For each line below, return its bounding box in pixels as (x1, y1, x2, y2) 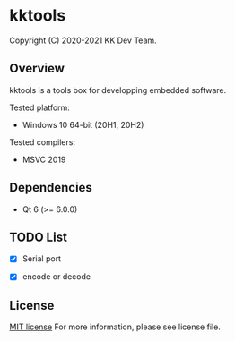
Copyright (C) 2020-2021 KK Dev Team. (9, 35, 157, 46)
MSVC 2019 (22, 154, 66, 165)
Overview (9, 61, 65, 76)
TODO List (9, 229, 67, 244)
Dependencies (9, 180, 92, 195)
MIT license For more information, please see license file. (9, 321, 222, 332)
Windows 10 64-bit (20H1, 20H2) (22, 119, 144, 130)
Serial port (22, 253, 61, 264)
